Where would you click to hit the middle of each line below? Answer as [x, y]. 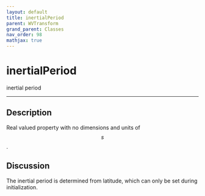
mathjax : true [24, 40]
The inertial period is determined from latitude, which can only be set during [102, 181]
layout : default [27, 12]
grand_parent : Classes [35, 29]
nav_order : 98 [24, 35]
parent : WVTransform [33, 23]
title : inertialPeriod [35, 18]
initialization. [22, 187]
